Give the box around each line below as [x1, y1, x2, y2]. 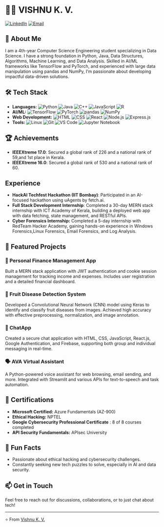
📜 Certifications [5, 396, 54, 404]
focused [12, 197, 29, 203]
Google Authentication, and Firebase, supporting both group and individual [5, 341, 156, 346]
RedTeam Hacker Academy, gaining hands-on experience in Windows [12, 223, 153, 229]
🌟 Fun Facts [5, 444, 41, 452]
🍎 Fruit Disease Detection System [5, 290, 86, 297]
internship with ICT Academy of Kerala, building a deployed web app [12, 207, 150, 214]
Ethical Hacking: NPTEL [12, 414, 61, 420]
